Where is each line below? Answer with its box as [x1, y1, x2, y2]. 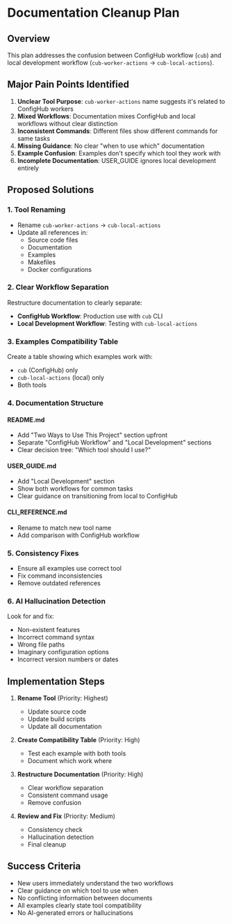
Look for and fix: [7, 612, 54, 621]
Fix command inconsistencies [17, 571, 103, 580]
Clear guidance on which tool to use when [17, 886, 139, 895]
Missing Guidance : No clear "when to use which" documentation [17, 141, 205, 150]
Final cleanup [27, 840, 67, 849]
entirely [17, 164, 40, 172]
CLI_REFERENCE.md [7, 508, 67, 516]
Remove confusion [27, 799, 82, 807]
